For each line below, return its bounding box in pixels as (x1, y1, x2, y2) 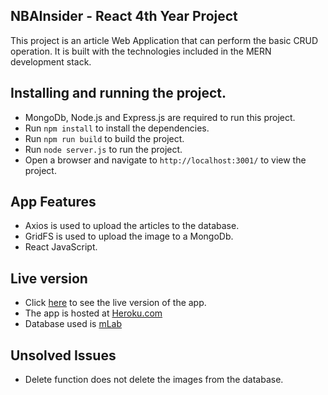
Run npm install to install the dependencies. (24, 122, 210, 134)
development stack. (10, 55, 92, 68)
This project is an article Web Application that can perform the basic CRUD (10, 34, 319, 46)
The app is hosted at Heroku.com (24, 307, 163, 319)
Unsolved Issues (10, 347, 117, 364)
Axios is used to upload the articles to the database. (24, 220, 240, 232)
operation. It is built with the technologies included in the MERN (10, 45, 272, 57)
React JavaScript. (24, 241, 98, 253)
